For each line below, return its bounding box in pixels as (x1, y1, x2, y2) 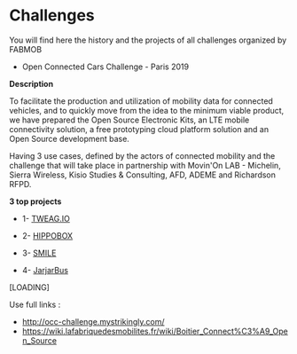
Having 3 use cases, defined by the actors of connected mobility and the (9, 150, 276, 161)
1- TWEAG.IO (21, 213, 71, 224)
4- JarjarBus (21, 264, 69, 275)
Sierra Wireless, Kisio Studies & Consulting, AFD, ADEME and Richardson (9, 169, 277, 180)
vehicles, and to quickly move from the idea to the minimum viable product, (9, 105, 285, 115)
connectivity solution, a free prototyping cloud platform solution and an (9, 123, 269, 134)
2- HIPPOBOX (21, 230, 74, 240)
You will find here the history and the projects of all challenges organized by (9, 35, 287, 45)
